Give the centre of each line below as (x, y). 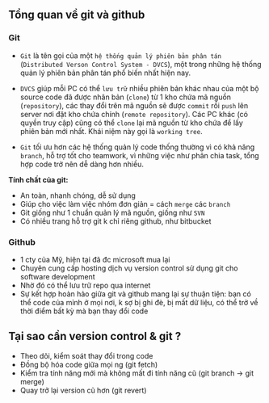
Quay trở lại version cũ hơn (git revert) (83, 390)
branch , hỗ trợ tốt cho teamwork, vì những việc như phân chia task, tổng (140, 155)
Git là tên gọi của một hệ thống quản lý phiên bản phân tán (121, 55)
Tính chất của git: (38, 179)
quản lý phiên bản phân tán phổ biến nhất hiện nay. (105, 73)
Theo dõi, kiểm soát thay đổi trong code (86, 355)
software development (57, 276)
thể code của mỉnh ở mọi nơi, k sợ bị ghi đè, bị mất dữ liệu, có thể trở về (139, 302)
